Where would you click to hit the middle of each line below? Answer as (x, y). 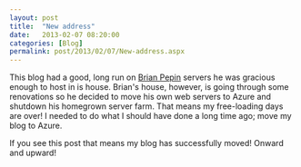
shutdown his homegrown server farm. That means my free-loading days (146, 106)
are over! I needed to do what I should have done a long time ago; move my (151, 116)
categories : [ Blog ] (46, 43)
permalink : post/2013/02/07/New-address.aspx (97, 52)
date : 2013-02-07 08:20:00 (65, 34)
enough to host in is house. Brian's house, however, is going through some (149, 87)
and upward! (33, 153)
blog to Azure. (36, 126)
